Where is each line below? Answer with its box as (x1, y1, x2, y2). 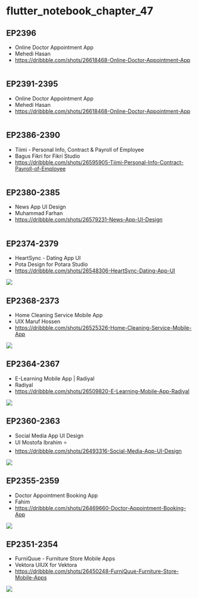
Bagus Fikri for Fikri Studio (14, 152, 81, 160)
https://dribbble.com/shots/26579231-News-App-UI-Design (14, 216, 163, 223)
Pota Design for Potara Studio (14, 261, 88, 268)
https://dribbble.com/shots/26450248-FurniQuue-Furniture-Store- (14, 568, 179, 575)
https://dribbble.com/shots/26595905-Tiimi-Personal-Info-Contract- (14, 158, 184, 165)
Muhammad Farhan (14, 210, 63, 217)
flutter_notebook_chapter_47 (6, 4, 154, 18)
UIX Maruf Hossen (14, 318, 61, 325)
